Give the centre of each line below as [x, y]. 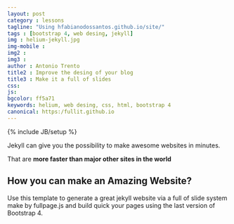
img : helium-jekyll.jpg [44, 40]
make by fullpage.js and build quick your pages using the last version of [111, 205]
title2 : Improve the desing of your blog [70, 72]
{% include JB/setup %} [42, 131]
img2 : [17, 53]
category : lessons [36, 20]
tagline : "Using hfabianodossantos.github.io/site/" [86, 27]
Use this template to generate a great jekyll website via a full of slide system [117, 198]
